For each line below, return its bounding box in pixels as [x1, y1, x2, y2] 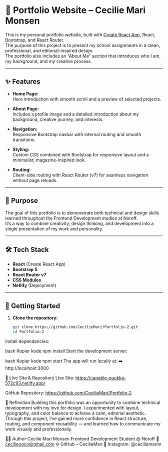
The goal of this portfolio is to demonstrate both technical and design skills [5, 209, 159, 215]
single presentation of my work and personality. [5, 225, 103, 231]
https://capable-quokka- [75, 374, 126, 380]
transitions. [12, 136, 36, 142]
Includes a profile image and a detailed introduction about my [12, 111, 139, 117]
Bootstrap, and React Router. [5, 37, 64, 43]
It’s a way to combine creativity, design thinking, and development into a [5, 220, 154, 226]
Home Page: [12, 90, 39, 96]
